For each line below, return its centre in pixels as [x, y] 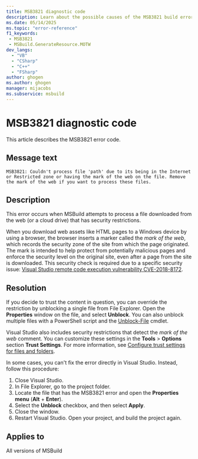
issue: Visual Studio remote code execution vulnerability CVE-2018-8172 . [95, 270]
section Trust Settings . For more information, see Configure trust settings [96, 345]
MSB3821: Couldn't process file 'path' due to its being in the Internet [99, 172]
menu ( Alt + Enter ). [39, 399]
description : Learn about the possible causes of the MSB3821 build [92, 17]
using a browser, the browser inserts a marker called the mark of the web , [96, 238]
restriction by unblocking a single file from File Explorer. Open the [86, 309]
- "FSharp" [25, 72]
